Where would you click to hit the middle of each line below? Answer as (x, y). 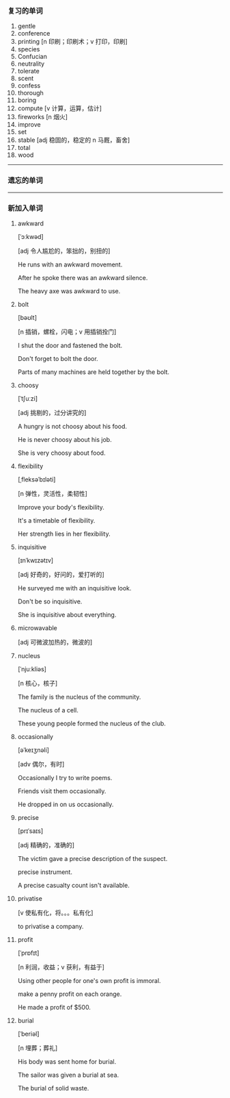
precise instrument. (45, 872)
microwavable (37, 627)
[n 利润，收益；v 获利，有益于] (61, 966)
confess (29, 86)
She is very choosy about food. (61, 453)
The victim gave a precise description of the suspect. (92, 858)
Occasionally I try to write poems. (65, 777)
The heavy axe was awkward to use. (69, 291)
